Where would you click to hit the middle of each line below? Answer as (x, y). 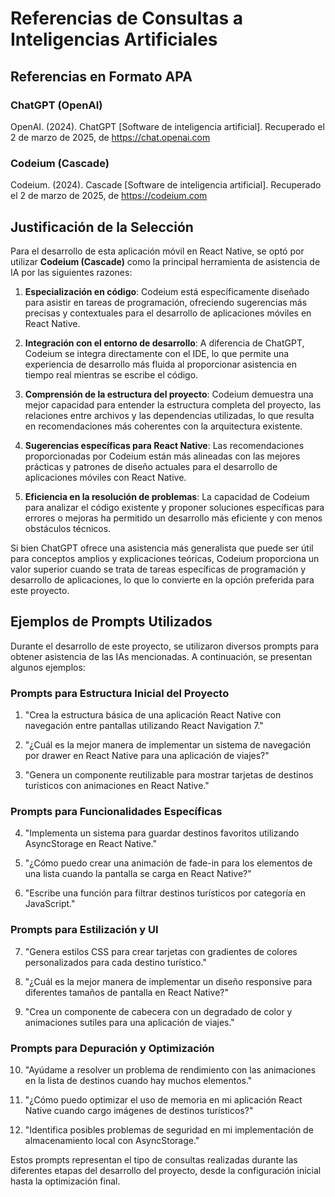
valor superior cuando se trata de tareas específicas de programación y (158, 569)
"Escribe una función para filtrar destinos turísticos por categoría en (165, 893)
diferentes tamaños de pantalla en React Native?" (126, 992)
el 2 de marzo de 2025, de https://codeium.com (109, 196)
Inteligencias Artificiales (114, 39)
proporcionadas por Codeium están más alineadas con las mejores (162, 456)
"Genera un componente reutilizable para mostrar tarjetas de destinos (169, 775)
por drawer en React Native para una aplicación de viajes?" (147, 756)
